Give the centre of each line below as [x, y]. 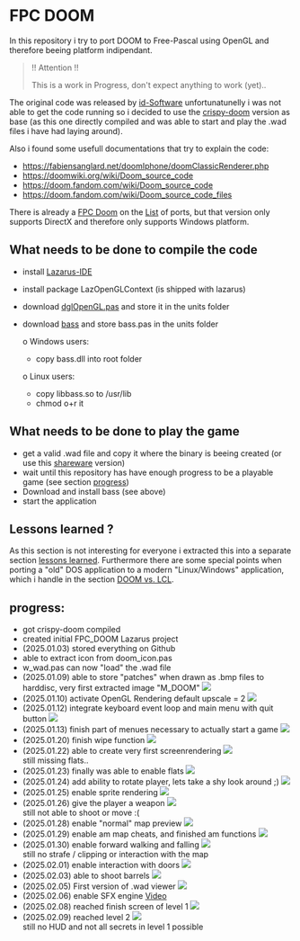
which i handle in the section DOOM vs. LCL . [92, 579]
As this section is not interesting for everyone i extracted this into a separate [150, 551]
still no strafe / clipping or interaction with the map [115, 855]
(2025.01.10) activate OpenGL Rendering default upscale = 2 [134, 699]
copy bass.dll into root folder [89, 358]
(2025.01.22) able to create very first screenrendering [122, 751]
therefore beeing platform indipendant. [81, 49]
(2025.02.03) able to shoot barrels [86, 876]
